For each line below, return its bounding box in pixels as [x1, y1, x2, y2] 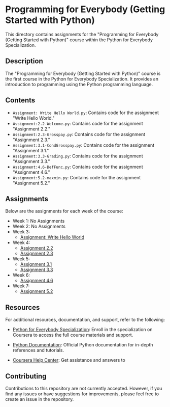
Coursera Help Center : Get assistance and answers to [12, 357, 125, 363]
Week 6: [12, 272, 30, 278]
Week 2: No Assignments [12, 223, 66, 230]
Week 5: [12, 256, 30, 262]
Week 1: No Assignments [12, 218, 65, 224]
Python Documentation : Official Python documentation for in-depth [12, 342, 153, 348]
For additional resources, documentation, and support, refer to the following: [5, 317, 165, 323]
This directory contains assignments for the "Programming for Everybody [5, 31, 159, 37]
